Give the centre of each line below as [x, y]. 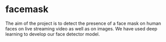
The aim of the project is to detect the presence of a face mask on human [83, 23]
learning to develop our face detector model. [53, 34]
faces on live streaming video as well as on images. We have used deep [81, 28]
